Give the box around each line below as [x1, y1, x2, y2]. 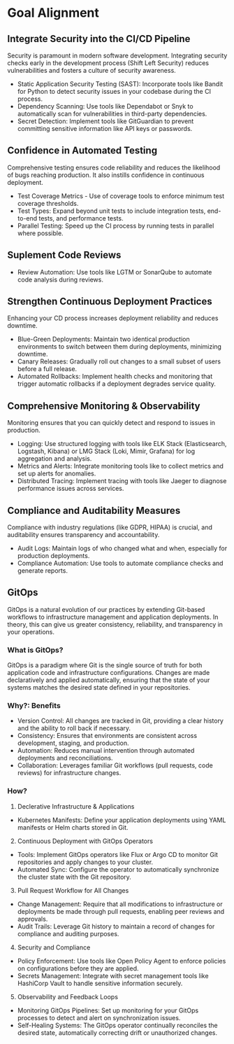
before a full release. [17, 365, 78, 373]
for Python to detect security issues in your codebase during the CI [17, 88, 212, 95]
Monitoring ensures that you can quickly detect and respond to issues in [7, 419, 215, 427]
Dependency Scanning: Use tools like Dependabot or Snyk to [17, 102, 193, 110]
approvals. [17, 914, 48, 923]
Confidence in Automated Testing [7, 145, 158, 157]
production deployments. [17, 552, 90, 560]
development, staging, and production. [17, 739, 129, 747]
